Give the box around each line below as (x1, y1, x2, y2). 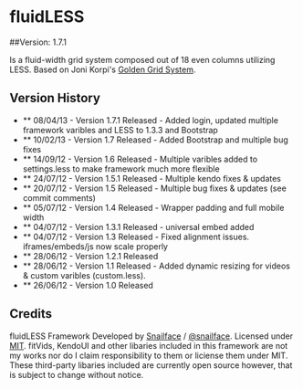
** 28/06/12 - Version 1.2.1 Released (22, 250, 159, 261)
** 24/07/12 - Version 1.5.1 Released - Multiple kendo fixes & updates (22, 173, 281, 184)
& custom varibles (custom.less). (22, 269, 146, 280)
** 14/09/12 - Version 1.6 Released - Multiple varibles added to (22, 153, 258, 164)
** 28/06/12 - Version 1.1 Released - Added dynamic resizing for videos (22, 260, 290, 271)
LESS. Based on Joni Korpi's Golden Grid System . (9, 64, 196, 75)
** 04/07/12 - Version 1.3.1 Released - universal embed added (22, 221, 255, 232)
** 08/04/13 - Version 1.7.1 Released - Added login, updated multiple (22, 114, 278, 125)
